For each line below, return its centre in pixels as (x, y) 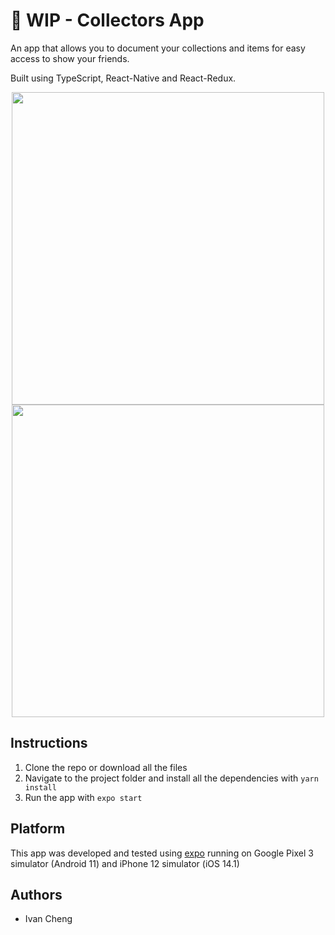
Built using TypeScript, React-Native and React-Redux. (123, 78)
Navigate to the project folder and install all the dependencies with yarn (171, 778)
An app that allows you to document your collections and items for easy (158, 48)
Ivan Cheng (48, 919)
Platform (38, 829)
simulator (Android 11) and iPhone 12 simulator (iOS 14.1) (125, 863)
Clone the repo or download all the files (106, 767)
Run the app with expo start (83, 797)
